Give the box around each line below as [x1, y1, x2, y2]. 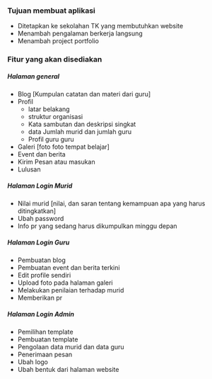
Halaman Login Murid [7, 181, 73, 190]
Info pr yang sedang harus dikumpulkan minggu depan [17, 222, 178, 230]
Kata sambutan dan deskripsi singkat [28, 120, 136, 129]
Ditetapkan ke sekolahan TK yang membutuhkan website [17, 22, 184, 30]
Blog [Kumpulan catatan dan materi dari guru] [17, 90, 151, 98]
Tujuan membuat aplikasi [7, 6, 95, 16]
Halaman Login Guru [7, 238, 70, 247]
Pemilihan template [17, 328, 73, 336]
